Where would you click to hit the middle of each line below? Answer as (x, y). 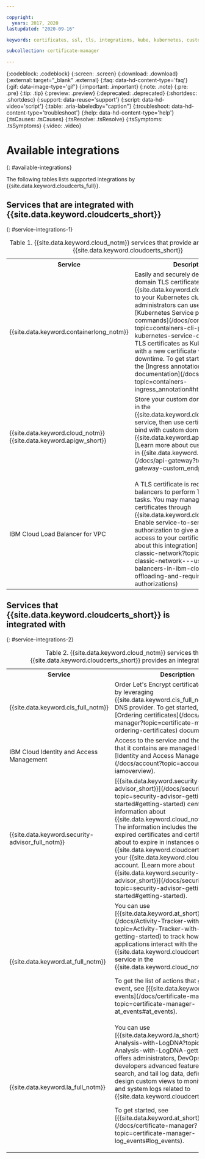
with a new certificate (165, 351)
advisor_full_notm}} (37, 842)
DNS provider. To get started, (156, 707)
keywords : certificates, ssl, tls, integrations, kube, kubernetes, (95, 40)
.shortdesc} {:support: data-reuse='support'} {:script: (74, 100)
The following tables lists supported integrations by (71, 179)
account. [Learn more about (155, 865)
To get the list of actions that (156, 981)
